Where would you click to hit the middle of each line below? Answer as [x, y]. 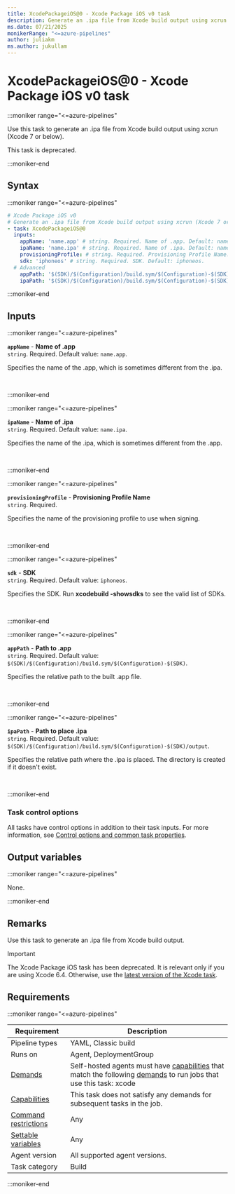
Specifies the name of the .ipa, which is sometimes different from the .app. [115, 443]
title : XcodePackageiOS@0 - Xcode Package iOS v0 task [89, 14]
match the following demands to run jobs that [144, 1074]
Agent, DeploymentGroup [112, 1054]
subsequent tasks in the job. [116, 1104]
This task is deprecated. [42, 150]
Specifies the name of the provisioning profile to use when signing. [104, 518]
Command [28, 1115]
